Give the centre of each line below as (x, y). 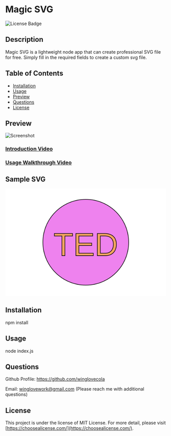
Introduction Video (29, 149)
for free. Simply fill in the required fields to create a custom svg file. (76, 57)
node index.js (19, 351)
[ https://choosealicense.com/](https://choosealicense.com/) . (69, 428)
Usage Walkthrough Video (39, 163)
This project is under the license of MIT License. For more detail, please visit (86, 423)
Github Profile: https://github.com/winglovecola (55, 379)
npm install (17, 322)
